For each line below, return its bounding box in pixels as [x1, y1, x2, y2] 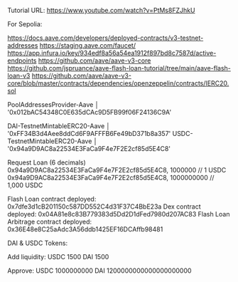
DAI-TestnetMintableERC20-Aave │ [7, 122, 111, 130]
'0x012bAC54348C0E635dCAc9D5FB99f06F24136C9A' [7, 108, 172, 116]
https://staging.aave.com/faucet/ [39, 41, 136, 49]
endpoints [7, 56, 37, 65]
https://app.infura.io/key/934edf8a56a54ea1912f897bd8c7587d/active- [7, 49, 217, 57]
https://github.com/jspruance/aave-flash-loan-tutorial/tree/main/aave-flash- [7, 64, 231, 72]
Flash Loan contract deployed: [7, 195, 97, 203]
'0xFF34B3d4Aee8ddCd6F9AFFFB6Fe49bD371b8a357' [7, 130, 171, 137]
